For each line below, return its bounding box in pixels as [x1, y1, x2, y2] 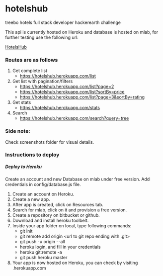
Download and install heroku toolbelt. [12, 217, 89, 224]
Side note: [5, 128, 31, 135]
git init [19, 228, 33, 234]
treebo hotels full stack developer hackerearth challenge [5, 19, 121, 25]
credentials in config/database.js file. [5, 182, 81, 187]
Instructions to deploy [5, 151, 60, 158]
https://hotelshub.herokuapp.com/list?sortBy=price [19, 89, 125, 95]
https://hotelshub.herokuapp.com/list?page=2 [19, 84, 114, 90]
